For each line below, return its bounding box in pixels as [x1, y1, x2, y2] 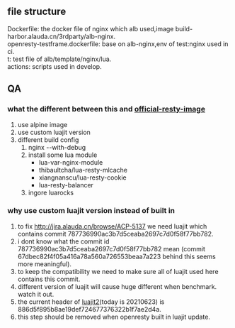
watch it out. [17, 290, 55, 298]
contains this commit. [17, 275, 81, 283]
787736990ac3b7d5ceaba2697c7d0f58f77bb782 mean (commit [17, 244, 205, 253]
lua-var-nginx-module [38, 158, 103, 166]
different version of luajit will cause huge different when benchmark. [17, 282, 217, 290]
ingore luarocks [28, 188, 74, 197]
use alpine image [17, 120, 68, 129]
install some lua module [28, 151, 98, 159]
